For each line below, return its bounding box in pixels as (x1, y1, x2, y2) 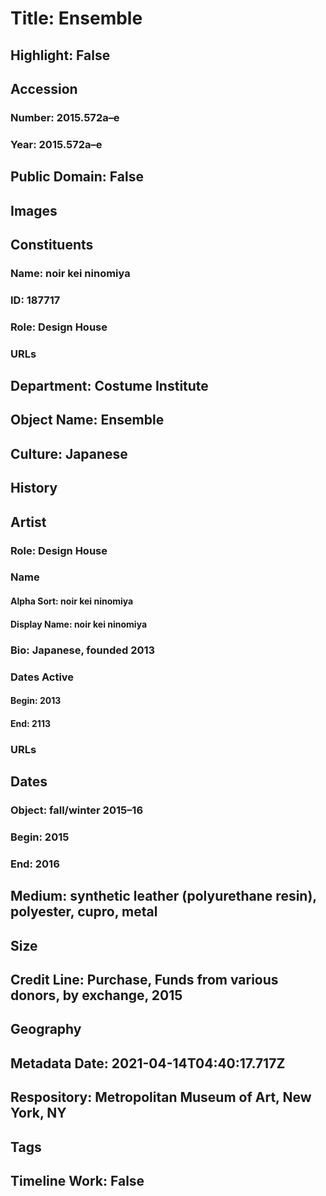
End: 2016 (10, 857, 60, 871)
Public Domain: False (10, 168, 144, 186)
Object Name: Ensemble (10, 412, 165, 429)
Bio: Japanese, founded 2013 (10, 643, 156, 657)
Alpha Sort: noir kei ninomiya (10, 595, 134, 607)
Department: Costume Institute (10, 378, 209, 395)
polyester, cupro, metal (10, 903, 158, 921)
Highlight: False (10, 47, 111, 64)
